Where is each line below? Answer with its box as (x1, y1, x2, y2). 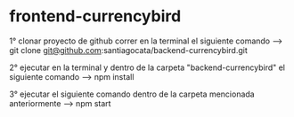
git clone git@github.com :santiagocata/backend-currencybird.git (9, 44, 248, 55)
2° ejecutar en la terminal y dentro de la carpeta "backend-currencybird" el (9, 62, 286, 73)
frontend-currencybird (9, 6, 182, 27)
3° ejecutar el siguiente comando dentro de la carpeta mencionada (9, 89, 256, 99)
